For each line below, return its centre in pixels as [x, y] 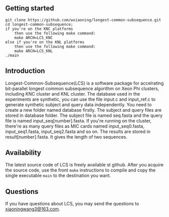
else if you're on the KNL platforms [45, 42]
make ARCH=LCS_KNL [34, 51]
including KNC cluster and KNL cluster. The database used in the [73, 94]
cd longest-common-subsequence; [39, 24]
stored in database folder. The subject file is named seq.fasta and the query [84, 115]
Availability [23, 153]
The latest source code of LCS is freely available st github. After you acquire [84, 165]
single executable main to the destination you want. [58, 176]
